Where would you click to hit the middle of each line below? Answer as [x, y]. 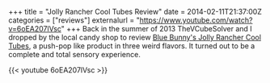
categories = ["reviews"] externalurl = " [74, 20]
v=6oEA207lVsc [35, 29]
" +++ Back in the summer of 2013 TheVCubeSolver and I [156, 29]
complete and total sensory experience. [75, 54]
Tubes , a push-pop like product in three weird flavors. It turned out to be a [132, 46]
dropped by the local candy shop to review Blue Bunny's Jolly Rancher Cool [135, 37]
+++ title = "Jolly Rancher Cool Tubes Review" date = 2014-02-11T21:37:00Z [135, 12]
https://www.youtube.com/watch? [196, 20]
